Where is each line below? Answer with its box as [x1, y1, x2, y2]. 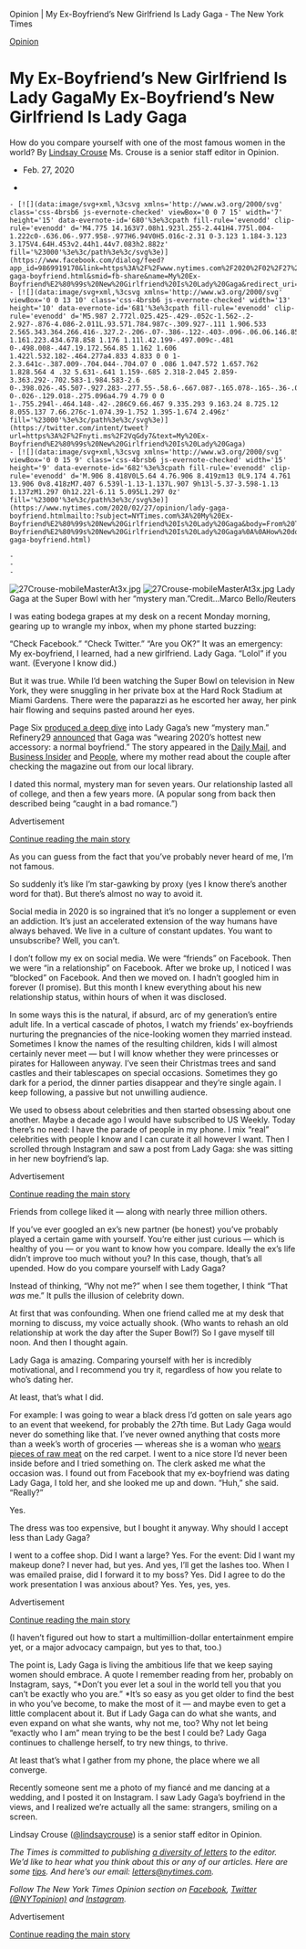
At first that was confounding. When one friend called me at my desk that [9, 1307, 284, 1319]
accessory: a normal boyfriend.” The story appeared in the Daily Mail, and [9, 741, 287, 753]
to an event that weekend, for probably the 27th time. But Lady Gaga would [9, 1418, 291, 1429]
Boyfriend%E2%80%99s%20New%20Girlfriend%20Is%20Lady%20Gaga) [9, 439, 247, 448]
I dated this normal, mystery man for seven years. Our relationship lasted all [9, 778, 293, 789]
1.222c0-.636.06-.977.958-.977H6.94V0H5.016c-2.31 [9, 231, 206, 241]
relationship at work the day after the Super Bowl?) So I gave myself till [9, 1327, 275, 1338]
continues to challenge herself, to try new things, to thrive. [9, 1736, 229, 1748]
